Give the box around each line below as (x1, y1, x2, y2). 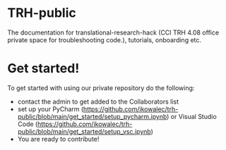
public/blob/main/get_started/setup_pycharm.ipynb (17, 112, 167, 120)
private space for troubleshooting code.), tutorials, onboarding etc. (7, 35, 202, 44)
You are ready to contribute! (17, 135, 100, 143)
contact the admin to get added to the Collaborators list (17, 97, 179, 106)
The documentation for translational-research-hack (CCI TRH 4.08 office (7, 28, 220, 37)
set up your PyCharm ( (17, 104, 84, 113)
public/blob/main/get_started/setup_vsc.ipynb (17, 127, 151, 135)
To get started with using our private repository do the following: (7, 83, 195, 92)
